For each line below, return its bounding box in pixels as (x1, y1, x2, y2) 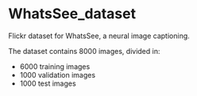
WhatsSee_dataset (8, 5, 137, 23)
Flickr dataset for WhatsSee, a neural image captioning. (8, 31, 191, 40)
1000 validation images (19, 70, 96, 79)
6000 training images (19, 61, 91, 71)
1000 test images (19, 79, 77, 88)
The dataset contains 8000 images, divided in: (8, 46, 160, 56)
